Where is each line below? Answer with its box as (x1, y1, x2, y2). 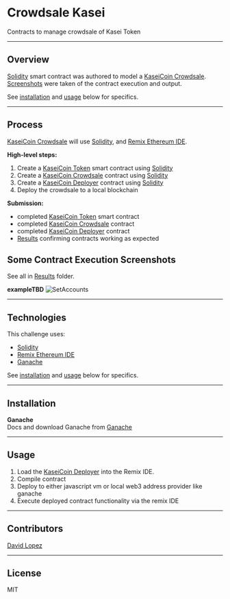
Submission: (7, 199, 44, 207)
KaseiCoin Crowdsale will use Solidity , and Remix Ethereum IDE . (7, 137, 188, 145)
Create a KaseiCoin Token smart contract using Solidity (16, 163, 173, 172)
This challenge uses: (7, 330, 66, 338)
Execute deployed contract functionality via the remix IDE (16, 496, 179, 505)
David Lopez (7, 541, 43, 550)
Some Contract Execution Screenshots (7, 254, 176, 266)
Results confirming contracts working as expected (16, 234, 159, 242)
